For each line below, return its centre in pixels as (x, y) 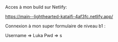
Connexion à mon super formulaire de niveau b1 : (55, 26)
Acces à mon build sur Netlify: (36, 7)
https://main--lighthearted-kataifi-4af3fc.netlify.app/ (59, 16)
